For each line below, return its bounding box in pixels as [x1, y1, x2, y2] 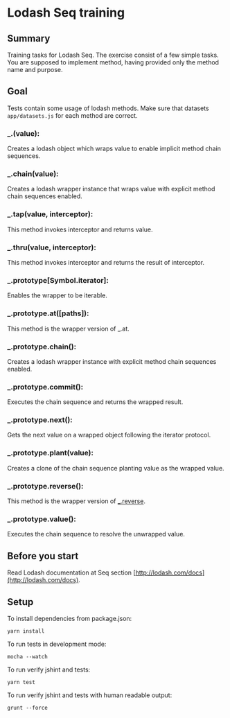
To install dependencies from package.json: [7, 615, 132, 622]
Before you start [7, 550, 79, 562]
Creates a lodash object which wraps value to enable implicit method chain [7, 144, 222, 153]
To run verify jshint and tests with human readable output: [7, 691, 172, 699]
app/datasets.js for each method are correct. [7, 111, 138, 119]
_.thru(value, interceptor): [7, 243, 97, 252]
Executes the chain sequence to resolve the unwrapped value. [7, 530, 186, 538]
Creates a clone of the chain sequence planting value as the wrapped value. [7, 464, 224, 472]
